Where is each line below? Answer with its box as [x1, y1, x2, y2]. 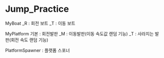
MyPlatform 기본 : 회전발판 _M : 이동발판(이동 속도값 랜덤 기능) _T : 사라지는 [5, 30, 154, 36]
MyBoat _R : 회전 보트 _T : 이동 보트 [5, 20, 76, 26]
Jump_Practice [5, 3, 69, 15]
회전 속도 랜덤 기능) [10, 37, 48, 43]
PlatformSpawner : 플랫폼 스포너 [5, 47, 70, 53]
